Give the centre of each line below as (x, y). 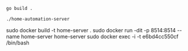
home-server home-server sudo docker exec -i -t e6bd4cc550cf (100, 36)
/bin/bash (18, 42)
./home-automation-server (38, 19)
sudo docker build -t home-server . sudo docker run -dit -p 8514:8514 (91, 30)
